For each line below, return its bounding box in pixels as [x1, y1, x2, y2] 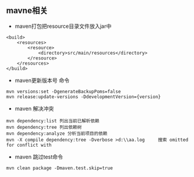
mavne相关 [6, 5, 48, 16]
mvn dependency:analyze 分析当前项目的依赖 [6, 130, 108, 137]
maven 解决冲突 [14, 105, 54, 112]
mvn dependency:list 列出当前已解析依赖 [6, 118, 100, 124]
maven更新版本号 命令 [14, 77, 70, 84]
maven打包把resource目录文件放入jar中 [14, 23, 112, 30]
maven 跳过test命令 [14, 153, 64, 160]
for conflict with [6, 142, 52, 148]
